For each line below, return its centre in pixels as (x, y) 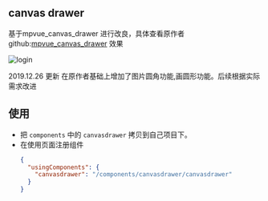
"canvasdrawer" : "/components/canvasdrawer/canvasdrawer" (134, 175)
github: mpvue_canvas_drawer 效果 (66, 43)
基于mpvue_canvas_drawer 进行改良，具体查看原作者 (97, 33)
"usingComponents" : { (64, 167)
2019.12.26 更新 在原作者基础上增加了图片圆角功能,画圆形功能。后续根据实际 (134, 76)
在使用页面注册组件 (52, 144)
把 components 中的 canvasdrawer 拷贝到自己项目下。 (106, 135)
